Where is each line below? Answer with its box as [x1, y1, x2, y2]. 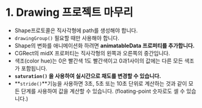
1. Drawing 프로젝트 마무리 [5, 5, 133, 19]
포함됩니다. [21, 64, 48, 72]
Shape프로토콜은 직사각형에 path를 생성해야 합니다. [14, 27, 138, 34]
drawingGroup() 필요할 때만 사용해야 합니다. [14, 34, 120, 41]
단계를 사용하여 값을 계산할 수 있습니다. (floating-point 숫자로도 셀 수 [21, 87, 185, 95]
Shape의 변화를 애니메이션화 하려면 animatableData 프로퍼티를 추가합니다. [14, 42, 195, 49]
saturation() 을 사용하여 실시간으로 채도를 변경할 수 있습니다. [14, 72, 162, 79]
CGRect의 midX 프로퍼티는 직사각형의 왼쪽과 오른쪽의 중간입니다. [14, 49, 170, 56]
